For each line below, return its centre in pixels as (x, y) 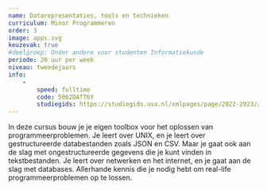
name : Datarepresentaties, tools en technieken (89, 16)
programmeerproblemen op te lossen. (70, 178)
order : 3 (23, 30)
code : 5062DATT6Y (65, 97)
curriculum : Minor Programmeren (62, 23)
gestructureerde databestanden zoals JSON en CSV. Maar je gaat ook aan (130, 144)
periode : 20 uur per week (51, 60)
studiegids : (57, 104)
